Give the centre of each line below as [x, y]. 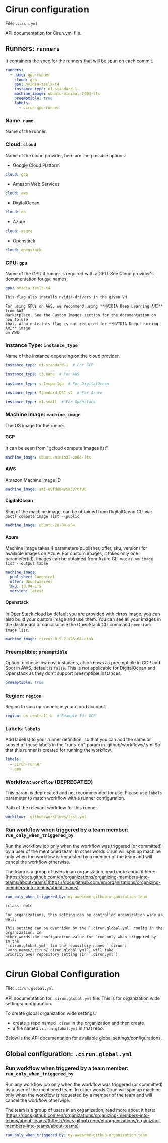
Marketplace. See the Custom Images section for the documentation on [81, 315]
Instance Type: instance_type [41, 345]
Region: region [23, 696]
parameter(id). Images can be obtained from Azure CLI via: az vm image [79, 559]
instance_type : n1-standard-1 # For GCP [49, 365]
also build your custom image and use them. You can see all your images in [83, 619]
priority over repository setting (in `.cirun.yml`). [63, 955]
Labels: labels [23, 728]
